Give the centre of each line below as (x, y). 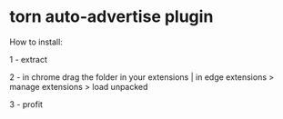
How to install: (36, 42)
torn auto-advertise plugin (111, 17)
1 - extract (29, 59)
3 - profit (26, 104)
